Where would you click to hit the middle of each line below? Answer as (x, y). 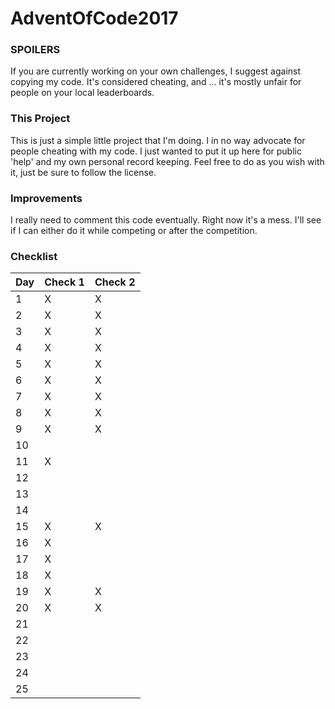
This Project (40, 119)
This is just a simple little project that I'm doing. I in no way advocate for (158, 140)
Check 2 (115, 282)
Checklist (34, 256)
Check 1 (64, 282)
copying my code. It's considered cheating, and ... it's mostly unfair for (156, 82)
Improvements (46, 198)
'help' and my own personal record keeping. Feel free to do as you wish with (167, 161)
